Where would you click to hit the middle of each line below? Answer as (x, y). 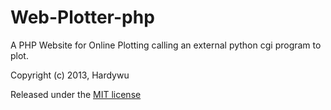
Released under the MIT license (76, 94)
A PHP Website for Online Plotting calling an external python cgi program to (166, 45)
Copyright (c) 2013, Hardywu (70, 75)
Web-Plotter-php (82, 17)
